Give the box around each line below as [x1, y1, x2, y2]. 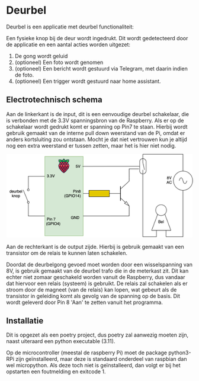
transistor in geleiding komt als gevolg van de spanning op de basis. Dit [6, 292, 181, 299]
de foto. [14, 71, 34, 78]
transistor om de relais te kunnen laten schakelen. [6, 249, 128, 257]
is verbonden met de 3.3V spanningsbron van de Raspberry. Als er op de [6, 117, 184, 124]
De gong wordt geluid [14, 52, 68, 59]
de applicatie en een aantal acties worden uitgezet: [6, 41, 131, 48]
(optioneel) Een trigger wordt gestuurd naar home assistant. [14, 78, 161, 85]
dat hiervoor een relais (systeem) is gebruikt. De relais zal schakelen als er [6, 280, 188, 287]
